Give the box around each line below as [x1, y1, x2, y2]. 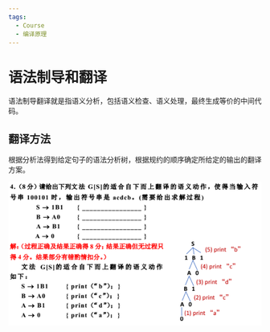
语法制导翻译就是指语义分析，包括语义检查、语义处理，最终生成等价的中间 [8, 96, 255, 106]
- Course [15, 21, 45, 30]
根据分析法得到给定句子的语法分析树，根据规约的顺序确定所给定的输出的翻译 [8, 155, 262, 165]
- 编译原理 [15, 30, 47, 38]
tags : [8, 13, 27, 21]
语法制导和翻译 [8, 68, 108, 86]
